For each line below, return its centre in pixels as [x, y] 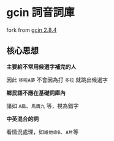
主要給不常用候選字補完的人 [41, 67]
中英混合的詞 [22, 119]
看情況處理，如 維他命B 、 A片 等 [42, 132]
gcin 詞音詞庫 [40, 13]
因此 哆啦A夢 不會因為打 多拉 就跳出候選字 [57, 80]
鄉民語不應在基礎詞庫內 [36, 93]
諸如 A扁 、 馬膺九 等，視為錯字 [43, 105]
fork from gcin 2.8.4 [32, 30]
